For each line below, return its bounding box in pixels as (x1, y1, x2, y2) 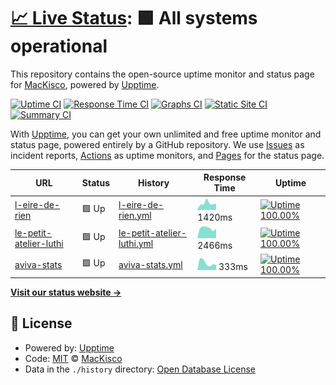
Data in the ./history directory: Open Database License (24, 363, 256, 375)
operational (10, 35, 108, 58)
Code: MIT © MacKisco (24, 352, 123, 364)
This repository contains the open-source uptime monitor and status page (10, 68, 315, 80)
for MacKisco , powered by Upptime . (10, 78, 160, 90)
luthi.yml (118, 237, 154, 249)
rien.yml (118, 209, 152, 221)
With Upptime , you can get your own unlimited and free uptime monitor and (10, 128, 322, 140)
